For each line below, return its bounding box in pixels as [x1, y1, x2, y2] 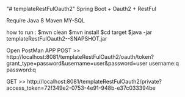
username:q [148, 60, 179, 67]
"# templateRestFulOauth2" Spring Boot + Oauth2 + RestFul [6, 5, 157, 12]
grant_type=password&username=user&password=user [6, 60, 148, 67]
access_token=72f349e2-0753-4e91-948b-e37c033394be [6, 84, 156, 92]
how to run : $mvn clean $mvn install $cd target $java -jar [6, 28, 153, 36]
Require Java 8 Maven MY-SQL [6, 17, 85, 24]
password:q [6, 66, 37, 73]
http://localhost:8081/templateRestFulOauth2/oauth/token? [6, 53, 154, 60]
